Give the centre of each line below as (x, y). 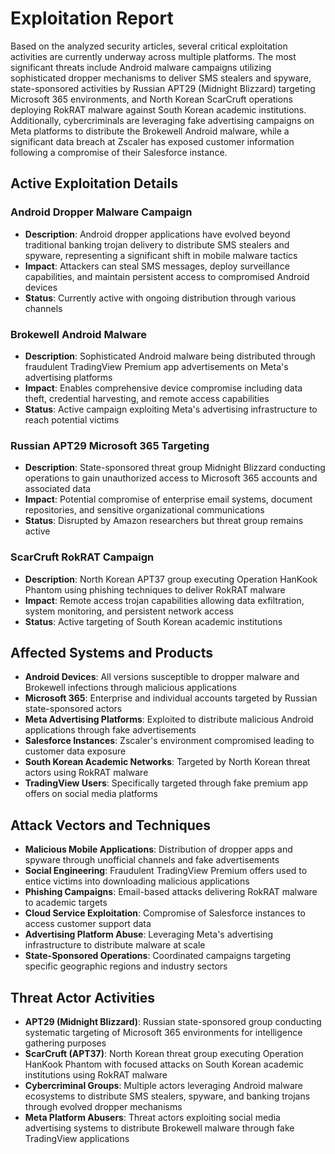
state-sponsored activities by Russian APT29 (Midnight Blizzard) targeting (163, 88)
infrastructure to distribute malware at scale (115, 945)
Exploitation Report (92, 18)
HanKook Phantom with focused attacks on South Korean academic (164, 1064)
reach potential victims (72, 419)
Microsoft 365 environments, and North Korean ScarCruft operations (151, 99)
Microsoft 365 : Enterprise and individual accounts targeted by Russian (171, 698)
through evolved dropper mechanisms (103, 1106)
